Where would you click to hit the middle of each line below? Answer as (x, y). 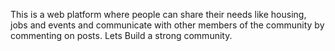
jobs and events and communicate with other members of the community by (167, 25)
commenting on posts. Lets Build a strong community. (121, 35)
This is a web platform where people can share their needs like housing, (158, 14)
